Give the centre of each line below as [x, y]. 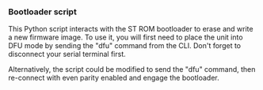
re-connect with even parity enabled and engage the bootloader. [114, 78]
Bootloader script [42, 12]
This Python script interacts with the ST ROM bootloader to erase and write [131, 29]
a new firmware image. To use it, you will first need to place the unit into [126, 37]
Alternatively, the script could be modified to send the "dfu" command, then [132, 69]
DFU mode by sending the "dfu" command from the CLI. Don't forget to [125, 46]
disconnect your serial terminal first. [67, 54]
